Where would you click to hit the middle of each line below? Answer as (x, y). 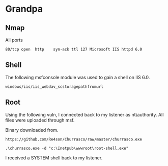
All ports (14, 40)
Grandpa (24, 9)
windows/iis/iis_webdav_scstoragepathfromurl (54, 87)
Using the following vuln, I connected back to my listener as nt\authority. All (85, 114)
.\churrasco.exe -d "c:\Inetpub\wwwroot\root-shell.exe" (67, 148)
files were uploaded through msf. (40, 120)
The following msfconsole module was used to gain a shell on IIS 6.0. (78, 77)
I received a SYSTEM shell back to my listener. (54, 158)
